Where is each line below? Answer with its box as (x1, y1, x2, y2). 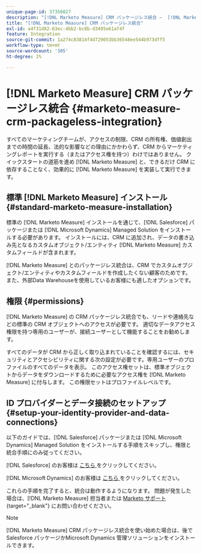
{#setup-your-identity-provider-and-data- (6, 407, 170, 418)
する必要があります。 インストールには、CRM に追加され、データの (11, 234, 179, 241)
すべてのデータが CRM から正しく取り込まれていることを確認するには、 (6, 348, 184, 355)
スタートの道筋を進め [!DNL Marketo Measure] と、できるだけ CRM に (22, 158, 196, 165)
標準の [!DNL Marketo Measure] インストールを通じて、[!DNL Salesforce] (6, 219, 188, 226)
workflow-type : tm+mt (6, 43, 61, 49)
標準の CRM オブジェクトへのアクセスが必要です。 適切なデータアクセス (16, 321, 195, 328)
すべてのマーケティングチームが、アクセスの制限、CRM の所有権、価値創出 (6, 135, 192, 143)
